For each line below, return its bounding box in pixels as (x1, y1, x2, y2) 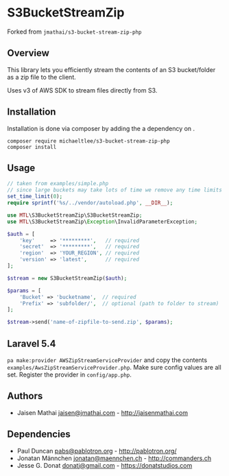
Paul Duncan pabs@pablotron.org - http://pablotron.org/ (16, 447, 177, 455)
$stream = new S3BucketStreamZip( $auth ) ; (7, 274, 128, 282)
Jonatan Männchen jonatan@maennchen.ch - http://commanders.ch (16, 454, 212, 462)
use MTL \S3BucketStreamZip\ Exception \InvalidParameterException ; (7, 218, 197, 225)
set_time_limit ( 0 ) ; (7, 193, 63, 200)
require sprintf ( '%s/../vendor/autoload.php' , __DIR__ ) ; (7, 200, 173, 206)
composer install (7, 143, 57, 150)
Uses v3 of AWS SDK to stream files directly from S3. (7, 86, 158, 94)
